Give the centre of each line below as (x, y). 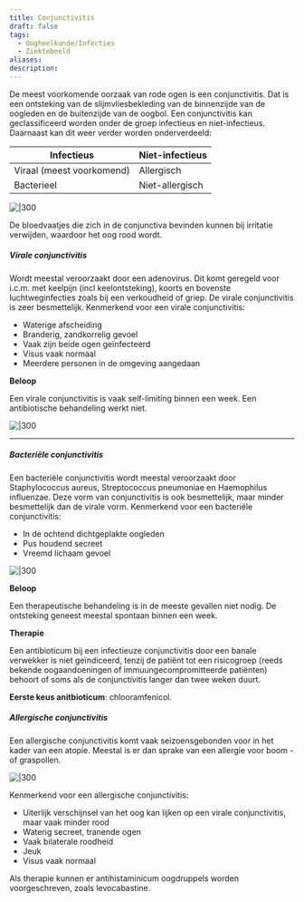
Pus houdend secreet (62, 543)
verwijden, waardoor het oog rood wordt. (86, 234)
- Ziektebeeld (44, 52)
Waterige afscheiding (62, 325)
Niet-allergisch (171, 185)
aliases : (26, 60)
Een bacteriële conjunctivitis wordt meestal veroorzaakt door (123, 478)
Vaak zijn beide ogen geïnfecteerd (86, 344)
